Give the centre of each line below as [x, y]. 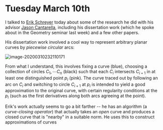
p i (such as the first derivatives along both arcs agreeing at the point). [76, 96]
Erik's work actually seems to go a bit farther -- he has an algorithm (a [76, 106]
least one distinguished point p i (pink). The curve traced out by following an [81, 78]
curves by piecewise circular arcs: [40, 47]
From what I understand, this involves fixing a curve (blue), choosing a [76, 66]
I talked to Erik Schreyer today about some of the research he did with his [79, 22]
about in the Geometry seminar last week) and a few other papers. [72, 32]
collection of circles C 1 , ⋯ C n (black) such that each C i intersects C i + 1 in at [80, 72]
